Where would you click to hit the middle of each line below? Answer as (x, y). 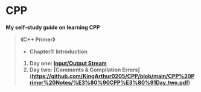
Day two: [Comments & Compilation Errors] (85, 70)
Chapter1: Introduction (59, 51)
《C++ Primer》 (38, 39)
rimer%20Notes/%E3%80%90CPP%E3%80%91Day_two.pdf (109, 82)
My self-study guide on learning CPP (53, 27)
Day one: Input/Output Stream (68, 63)
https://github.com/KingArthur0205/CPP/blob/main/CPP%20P (113, 76)
